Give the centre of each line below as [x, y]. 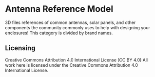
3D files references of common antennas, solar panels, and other [70, 22]
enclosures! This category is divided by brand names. [59, 33]
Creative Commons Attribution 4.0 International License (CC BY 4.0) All [76, 60]
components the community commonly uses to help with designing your [77, 27]
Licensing [20, 48]
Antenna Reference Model [59, 9]
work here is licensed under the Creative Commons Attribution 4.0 [71, 65]
